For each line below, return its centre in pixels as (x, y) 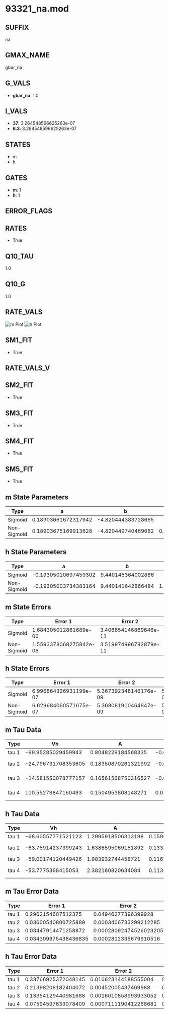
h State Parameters (36, 552)
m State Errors (28, 607)
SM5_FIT (19, 469)
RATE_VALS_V (28, 368)
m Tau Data (23, 730)
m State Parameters (37, 497)
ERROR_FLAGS (29, 211)
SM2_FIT (19, 385)
